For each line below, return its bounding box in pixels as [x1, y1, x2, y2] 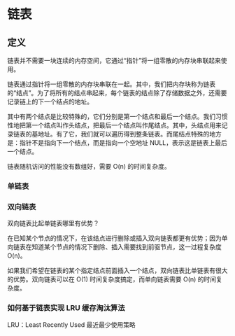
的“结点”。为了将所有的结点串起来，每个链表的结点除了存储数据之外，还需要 [7, 89, 227, 97]
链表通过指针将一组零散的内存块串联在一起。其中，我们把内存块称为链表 [7, 80, 215, 88]
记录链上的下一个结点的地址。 [7, 97, 93, 106]
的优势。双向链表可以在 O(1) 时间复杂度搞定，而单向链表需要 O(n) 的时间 [7, 275, 217, 283]
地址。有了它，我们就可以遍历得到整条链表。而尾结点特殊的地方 [37, 130, 222, 138]
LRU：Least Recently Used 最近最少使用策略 [7, 320, 136, 329]
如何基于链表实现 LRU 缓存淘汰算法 [7, 303, 125, 313]
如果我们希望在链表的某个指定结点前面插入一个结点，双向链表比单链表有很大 [7, 267, 228, 275]
